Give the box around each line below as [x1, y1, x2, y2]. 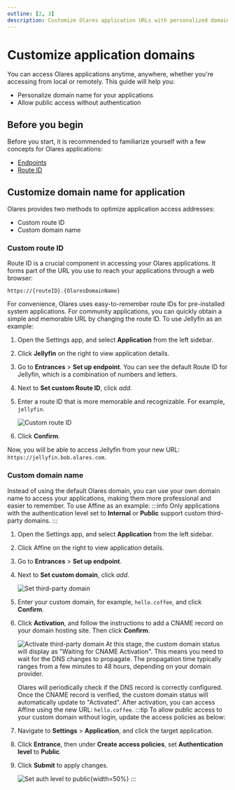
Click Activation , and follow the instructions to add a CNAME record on [17, 618, 224, 627]
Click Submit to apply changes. [17, 761, 108, 769]
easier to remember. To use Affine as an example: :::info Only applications [7, 501, 220, 510]
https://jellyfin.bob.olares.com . [7, 453, 106, 462]
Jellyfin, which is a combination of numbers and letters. [17, 370, 178, 379]
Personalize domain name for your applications [17, 91, 154, 99]
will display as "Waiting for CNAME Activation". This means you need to [17, 647, 224, 656]
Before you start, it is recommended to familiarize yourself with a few [7, 137, 206, 146]
